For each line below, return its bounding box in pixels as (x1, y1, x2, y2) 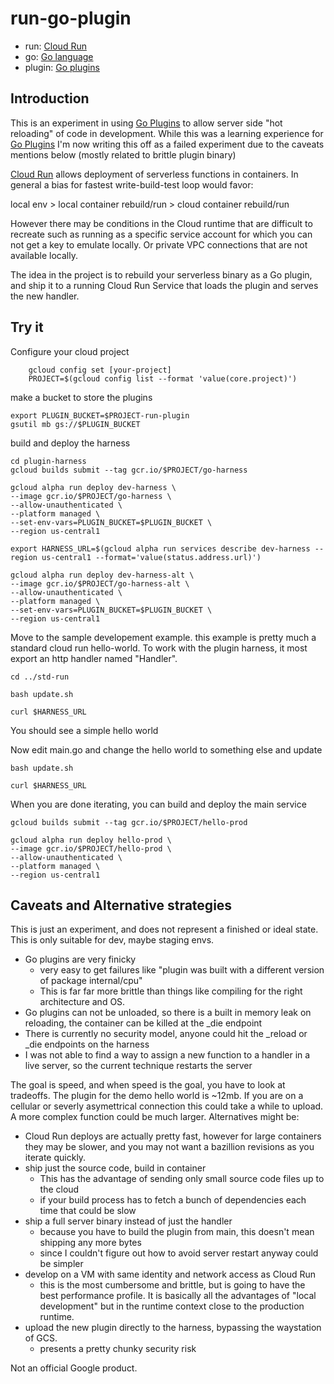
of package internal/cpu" (39, 975, 143, 987)
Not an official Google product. (10, 1362, 138, 1374)
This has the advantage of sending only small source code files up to (39, 1173, 325, 1185)
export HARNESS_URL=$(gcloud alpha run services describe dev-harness (10, 543, 311, 554)
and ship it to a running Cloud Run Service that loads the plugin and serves (10, 279, 319, 291)
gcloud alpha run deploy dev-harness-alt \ (10, 570, 195, 580)
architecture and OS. (39, 996, 126, 1008)
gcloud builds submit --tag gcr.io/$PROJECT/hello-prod (10, 817, 248, 827)
